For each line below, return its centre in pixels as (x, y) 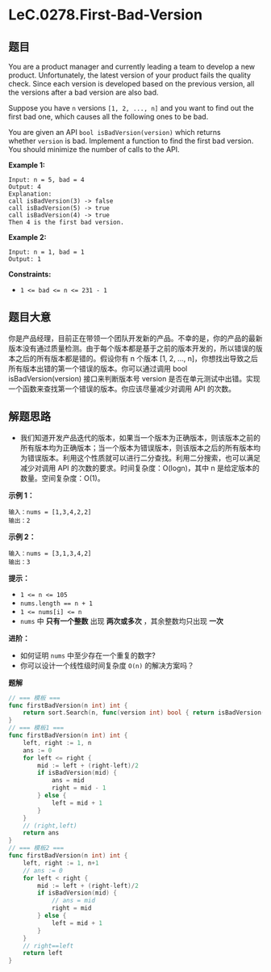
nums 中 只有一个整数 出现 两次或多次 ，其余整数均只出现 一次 (122, 621)
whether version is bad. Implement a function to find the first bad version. (131, 141)
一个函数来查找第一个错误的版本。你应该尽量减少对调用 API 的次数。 (122, 389)
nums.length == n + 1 (56, 604)
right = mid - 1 (79, 788)
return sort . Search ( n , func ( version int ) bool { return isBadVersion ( (144, 713)
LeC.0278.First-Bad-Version (106, 15)
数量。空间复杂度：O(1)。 (62, 478)
